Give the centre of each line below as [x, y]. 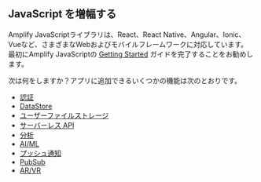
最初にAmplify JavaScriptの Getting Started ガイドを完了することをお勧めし [131, 54]
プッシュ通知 [40, 153]
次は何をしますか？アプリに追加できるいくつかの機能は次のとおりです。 [125, 80]
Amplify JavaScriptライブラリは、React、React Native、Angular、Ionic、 [127, 35]
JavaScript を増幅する [62, 14]
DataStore [36, 106]
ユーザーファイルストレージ [64, 115]
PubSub [32, 162]
